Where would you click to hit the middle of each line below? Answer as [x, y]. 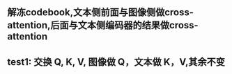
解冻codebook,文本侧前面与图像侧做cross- [100, 12]
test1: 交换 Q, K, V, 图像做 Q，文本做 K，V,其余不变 [116, 62]
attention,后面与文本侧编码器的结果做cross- [103, 25]
